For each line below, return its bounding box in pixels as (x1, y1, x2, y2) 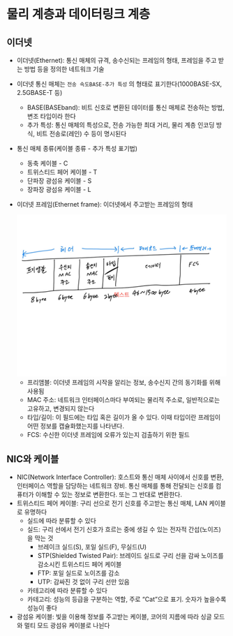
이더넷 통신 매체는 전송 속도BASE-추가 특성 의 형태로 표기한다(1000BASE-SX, (16, 80, 223, 88)
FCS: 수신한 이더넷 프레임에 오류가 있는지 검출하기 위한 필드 (27, 431, 190, 439)
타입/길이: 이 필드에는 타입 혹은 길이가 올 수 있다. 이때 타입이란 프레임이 (27, 413, 221, 422)
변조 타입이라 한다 (27, 112, 76, 120)
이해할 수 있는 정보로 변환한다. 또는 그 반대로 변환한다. (35, 490, 183, 499)
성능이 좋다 (27, 604, 57, 612)
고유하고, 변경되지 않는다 (27, 404, 95, 413)
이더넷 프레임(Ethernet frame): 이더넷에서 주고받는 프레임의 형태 (16, 200, 193, 208)
